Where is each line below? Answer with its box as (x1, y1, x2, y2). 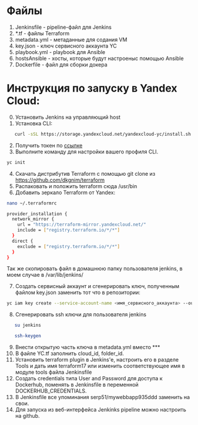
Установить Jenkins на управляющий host (15, 113, 121, 121)
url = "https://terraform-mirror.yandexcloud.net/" (17, 222, 146, 227)
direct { (12, 238, 33, 244)
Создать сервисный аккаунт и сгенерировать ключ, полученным (15, 283, 180, 290)
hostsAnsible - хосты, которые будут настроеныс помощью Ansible (15, 55, 184, 62)
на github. (15, 413, 40, 419)
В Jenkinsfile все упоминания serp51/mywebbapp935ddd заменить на (15, 394, 190, 400)
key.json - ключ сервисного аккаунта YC (15, 42, 117, 49)
